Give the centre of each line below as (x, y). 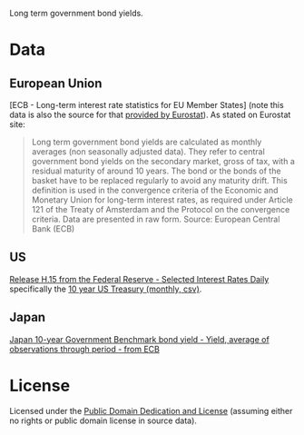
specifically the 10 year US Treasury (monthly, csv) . (106, 289)
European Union (56, 83)
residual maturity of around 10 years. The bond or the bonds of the (156, 171)
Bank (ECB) (53, 229)
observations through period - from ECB (85, 349)
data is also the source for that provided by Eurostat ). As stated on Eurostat (150, 114)
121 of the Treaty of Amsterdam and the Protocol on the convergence (161, 209)
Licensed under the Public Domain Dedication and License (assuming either (151, 410)
